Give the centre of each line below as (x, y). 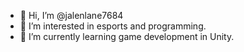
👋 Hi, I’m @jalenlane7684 (71, 15)
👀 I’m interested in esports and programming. (113, 26)
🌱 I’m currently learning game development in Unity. (127, 36)
